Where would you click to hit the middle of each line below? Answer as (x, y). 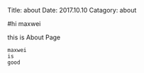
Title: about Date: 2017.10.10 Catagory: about (72, 10)
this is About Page (34, 37)
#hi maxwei (24, 24)
